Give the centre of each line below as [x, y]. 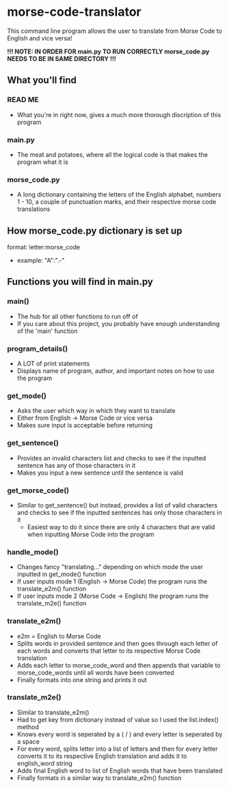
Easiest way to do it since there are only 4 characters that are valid [121, 527]
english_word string [45, 763]
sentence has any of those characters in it [76, 465]
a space [28, 741]
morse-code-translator [74, 12]
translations [33, 209]
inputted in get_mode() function [62, 574]
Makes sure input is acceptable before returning [84, 425]
